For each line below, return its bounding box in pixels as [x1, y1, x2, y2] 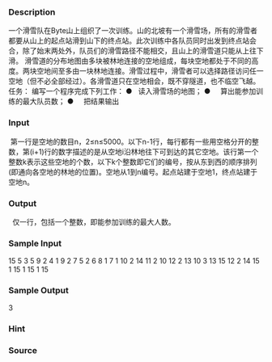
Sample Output [8, 285, 69, 297]
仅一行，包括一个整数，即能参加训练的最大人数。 [11, 217, 176, 226]
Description [8, 6, 56, 18]
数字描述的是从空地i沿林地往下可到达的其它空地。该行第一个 [57, 146, 259, 156]
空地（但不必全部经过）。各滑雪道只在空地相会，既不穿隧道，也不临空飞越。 [8, 76, 261, 86]
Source [8, 345, 38, 356]
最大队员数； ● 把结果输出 [22, 96, 120, 107]
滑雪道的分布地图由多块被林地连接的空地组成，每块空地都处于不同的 [23, 56, 252, 66]
